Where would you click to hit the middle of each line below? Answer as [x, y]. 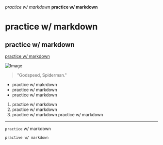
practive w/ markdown [27, 138]
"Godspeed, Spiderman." [42, 75]
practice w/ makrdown [34, 84]
